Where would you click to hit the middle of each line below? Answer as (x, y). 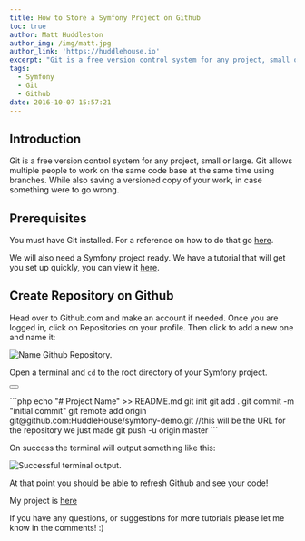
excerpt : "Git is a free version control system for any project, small (150, 60)
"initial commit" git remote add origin (78, 410)
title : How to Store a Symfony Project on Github (105, 18)
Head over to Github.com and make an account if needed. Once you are (144, 318)
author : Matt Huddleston (56, 34)
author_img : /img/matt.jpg (60, 43)
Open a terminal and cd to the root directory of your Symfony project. (138, 372)
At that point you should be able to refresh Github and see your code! (139, 483)
